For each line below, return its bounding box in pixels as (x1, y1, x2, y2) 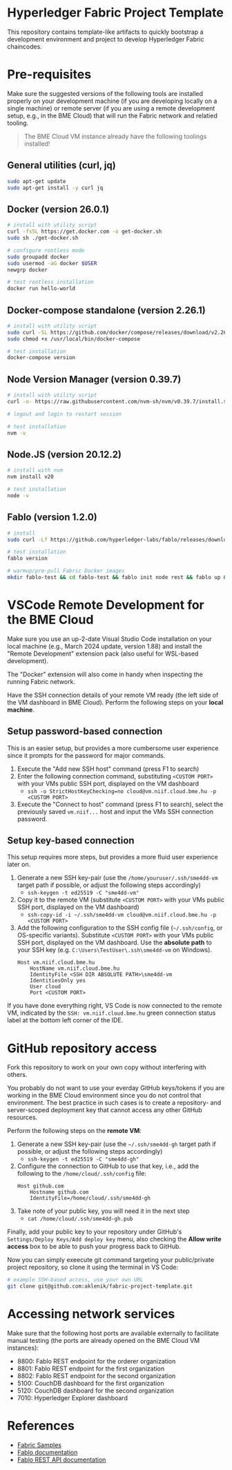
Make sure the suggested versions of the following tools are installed (7, 89, 204, 97)
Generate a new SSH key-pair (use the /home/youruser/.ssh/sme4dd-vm (17, 874, 218, 882)
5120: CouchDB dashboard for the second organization (17, 1386, 174, 1395)
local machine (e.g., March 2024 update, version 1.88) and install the (7, 642, 202, 650)
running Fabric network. (7, 677, 76, 685)
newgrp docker (7, 266, 48, 274)
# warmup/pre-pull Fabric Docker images (7, 568, 126, 575)
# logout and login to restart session (7, 410, 122, 417)
